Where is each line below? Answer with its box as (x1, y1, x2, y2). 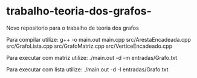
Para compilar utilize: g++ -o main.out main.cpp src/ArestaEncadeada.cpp (6, 36, 192, 43)
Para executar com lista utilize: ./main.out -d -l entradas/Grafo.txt (6, 65, 169, 73)
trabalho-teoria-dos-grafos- (6, 4, 152, 18)
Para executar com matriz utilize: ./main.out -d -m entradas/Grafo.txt (6, 54, 178, 61)
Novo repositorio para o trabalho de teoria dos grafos (6, 24, 139, 31)
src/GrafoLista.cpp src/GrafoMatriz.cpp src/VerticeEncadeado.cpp (6, 42, 173, 50)
